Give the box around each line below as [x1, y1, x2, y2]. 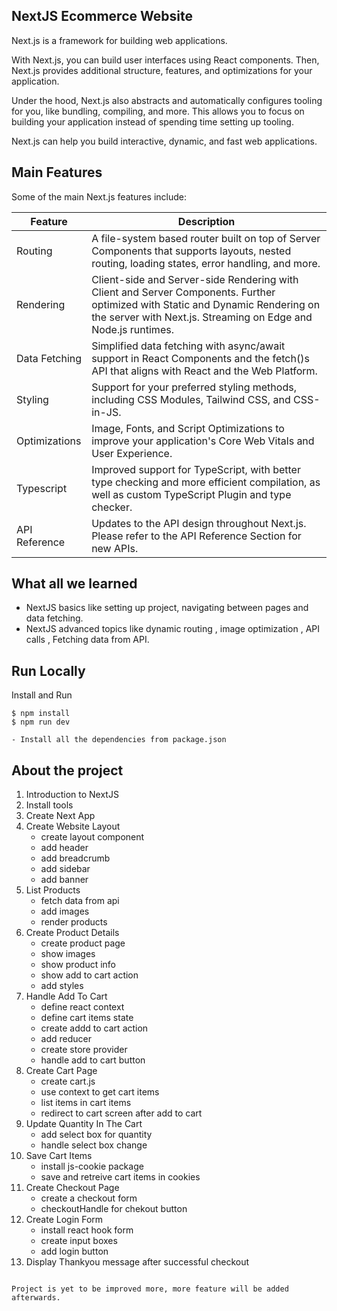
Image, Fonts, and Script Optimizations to [91, 421, 285, 435]
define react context [40, 1001, 125, 1013]
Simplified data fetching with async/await [91, 339, 286, 353]
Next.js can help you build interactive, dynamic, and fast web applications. [11, 135, 318, 147]
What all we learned [11, 575, 138, 593]
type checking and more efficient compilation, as [91, 475, 321, 489]
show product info [40, 959, 116, 971]
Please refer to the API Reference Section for [91, 529, 302, 543]
